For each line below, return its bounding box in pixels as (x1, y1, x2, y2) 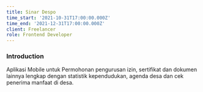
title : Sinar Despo (6, 9, 56, 15)
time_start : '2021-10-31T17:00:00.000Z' (6, 15, 111, 21)
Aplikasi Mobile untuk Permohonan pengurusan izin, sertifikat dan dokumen (6, 66, 197, 74)
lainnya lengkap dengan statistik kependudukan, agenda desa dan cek (6, 72, 184, 80)
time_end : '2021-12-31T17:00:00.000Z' (6, 20, 105, 26)
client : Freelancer (6, 26, 56, 33)
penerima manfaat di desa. (6, 79, 74, 86)
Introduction (6, 52, 44, 61)
